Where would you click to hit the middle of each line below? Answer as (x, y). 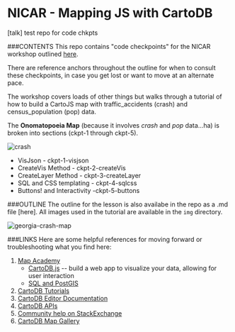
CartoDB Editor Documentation (63, 298)
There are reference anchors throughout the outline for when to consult (111, 67)
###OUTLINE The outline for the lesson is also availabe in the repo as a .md (118, 204)
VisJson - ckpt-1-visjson (53, 160)
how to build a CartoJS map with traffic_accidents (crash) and (97, 104)
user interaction (51, 275)
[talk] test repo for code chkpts (53, 33)
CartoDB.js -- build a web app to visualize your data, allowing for (122, 268)
